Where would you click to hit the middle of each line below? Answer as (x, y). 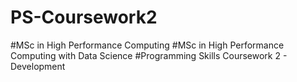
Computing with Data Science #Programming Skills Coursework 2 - (149, 55)
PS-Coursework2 (84, 17)
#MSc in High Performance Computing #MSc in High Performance (147, 45)
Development (38, 66)
